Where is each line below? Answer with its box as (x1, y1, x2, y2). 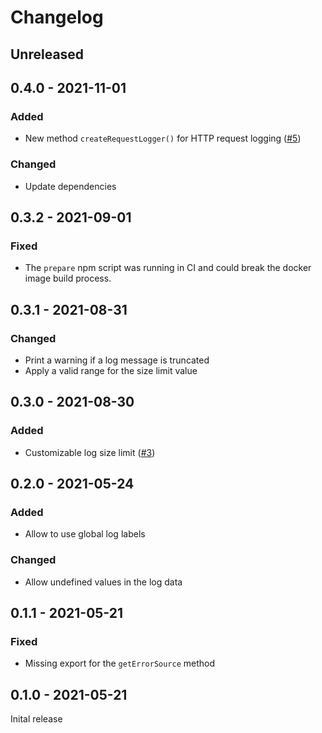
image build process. (24, 272, 112, 285)
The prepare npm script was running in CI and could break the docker (24, 262, 312, 274)
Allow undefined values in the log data (24, 576, 183, 588)
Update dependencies (24, 180, 117, 192)
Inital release (10, 713, 63, 725)
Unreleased (10, 46, 85, 63)
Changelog (10, 6, 104, 29)
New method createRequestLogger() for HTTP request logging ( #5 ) (24, 132, 302, 145)
